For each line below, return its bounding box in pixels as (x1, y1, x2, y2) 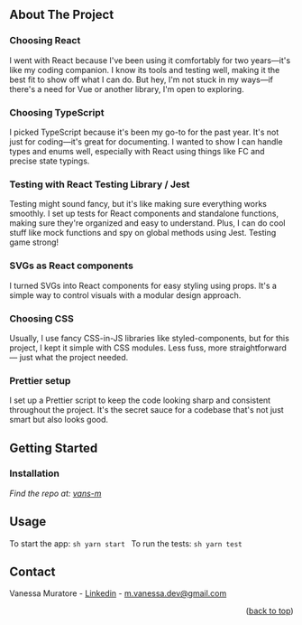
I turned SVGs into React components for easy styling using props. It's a (9, 280, 278, 291)
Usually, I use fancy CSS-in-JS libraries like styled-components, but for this (9, 332, 290, 343)
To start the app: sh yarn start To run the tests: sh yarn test (9, 537, 243, 549)
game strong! (9, 237, 59, 247)
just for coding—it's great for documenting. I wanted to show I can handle (9, 135, 283, 147)
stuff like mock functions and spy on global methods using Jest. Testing (9, 228, 277, 238)
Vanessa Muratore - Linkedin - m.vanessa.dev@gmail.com (9, 588, 227, 599)
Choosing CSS (9, 312, 74, 324)
